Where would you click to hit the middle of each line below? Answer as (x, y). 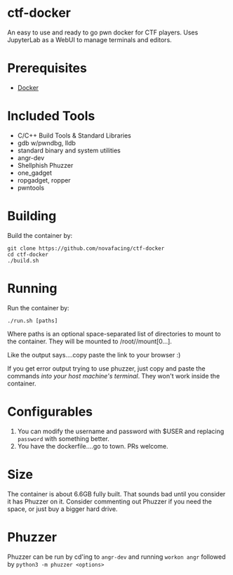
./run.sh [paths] (33, 321)
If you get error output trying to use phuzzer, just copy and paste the (106, 368)
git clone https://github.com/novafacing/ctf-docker (86, 248)
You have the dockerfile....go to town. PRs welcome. (93, 446)
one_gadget (35, 173)
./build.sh (23, 260)
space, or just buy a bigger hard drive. (62, 509)
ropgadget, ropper (44, 180)
